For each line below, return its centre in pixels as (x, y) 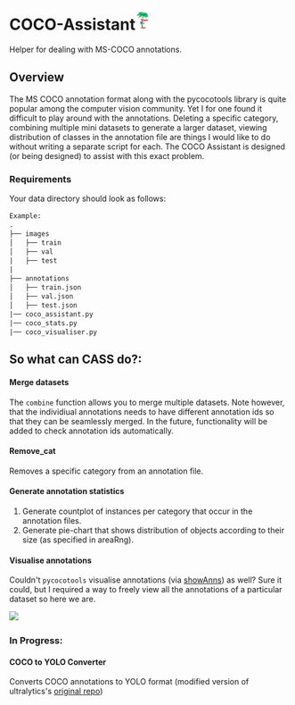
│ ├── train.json (45, 288)
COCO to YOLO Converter (58, 662)
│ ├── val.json (41, 297)
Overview (37, 77)
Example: (25, 216)
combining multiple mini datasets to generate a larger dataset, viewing (138, 127)
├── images (29, 234)
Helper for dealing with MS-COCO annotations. (96, 49)
